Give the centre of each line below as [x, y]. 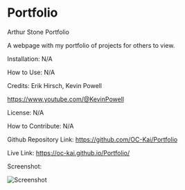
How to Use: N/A [31, 72]
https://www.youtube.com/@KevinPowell [66, 99]
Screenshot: [25, 166]
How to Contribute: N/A [41, 126]
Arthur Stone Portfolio [38, 32]
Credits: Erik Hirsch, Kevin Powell [55, 85]
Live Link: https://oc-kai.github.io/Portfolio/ [69, 153]
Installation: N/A [30, 59]
